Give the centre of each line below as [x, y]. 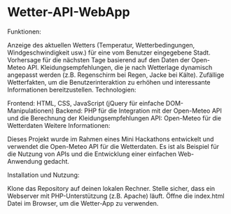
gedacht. [57, 161]
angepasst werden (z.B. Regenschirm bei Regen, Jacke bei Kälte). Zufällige [116, 75]
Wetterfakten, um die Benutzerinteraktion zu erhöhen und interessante [109, 82]
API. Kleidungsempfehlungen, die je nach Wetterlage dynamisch [120, 67]
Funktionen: [24, 31]
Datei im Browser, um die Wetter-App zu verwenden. [83, 203]
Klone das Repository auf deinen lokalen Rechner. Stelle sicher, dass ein [111, 188]
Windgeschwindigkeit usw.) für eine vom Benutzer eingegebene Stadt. [109, 52]
